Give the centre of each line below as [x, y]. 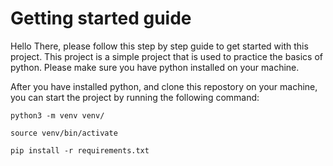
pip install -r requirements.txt [80, 150]
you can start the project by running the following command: [135, 97]
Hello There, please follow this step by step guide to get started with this [159, 46]
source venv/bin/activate [64, 133]
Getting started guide [101, 18]
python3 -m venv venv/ [57, 115]
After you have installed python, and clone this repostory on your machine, [164, 86]
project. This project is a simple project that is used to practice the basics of [166, 56]
